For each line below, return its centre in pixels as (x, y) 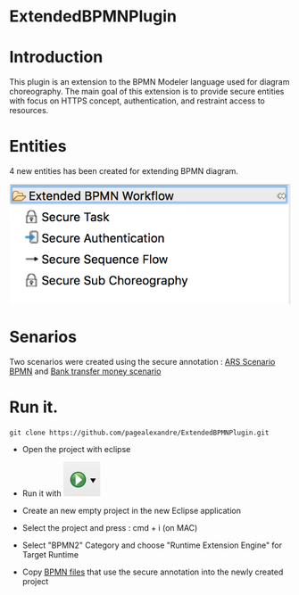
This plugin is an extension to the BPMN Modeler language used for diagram (149, 82)
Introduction (56, 58)
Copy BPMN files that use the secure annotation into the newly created (153, 572)
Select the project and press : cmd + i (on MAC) (110, 527)
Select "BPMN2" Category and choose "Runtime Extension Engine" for (152, 545)
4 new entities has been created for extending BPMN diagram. (124, 171)
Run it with (42, 493)
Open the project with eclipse (76, 449)
